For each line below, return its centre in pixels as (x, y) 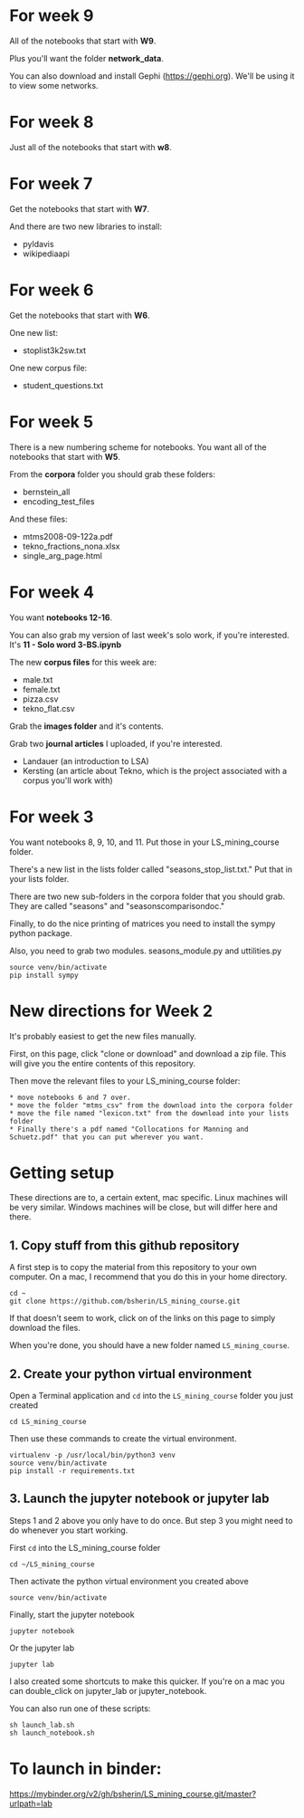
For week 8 (52, 122)
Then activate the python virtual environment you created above (129, 1581)
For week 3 (52, 817)
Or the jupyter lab (42, 1648)
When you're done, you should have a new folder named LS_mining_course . (150, 1345)
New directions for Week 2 (111, 1011)
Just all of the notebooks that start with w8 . (90, 147)
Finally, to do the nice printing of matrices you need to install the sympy (142, 923)
